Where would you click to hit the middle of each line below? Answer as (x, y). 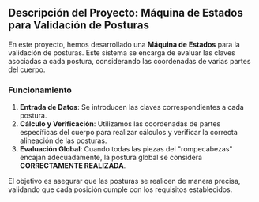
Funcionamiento (40, 90)
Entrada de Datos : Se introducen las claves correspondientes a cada (132, 107)
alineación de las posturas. (63, 140)
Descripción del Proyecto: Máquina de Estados (126, 13)
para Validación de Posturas (79, 26)
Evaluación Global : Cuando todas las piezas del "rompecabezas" (126, 149)
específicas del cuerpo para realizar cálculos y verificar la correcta (129, 133)
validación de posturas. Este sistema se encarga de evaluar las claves (122, 52)
